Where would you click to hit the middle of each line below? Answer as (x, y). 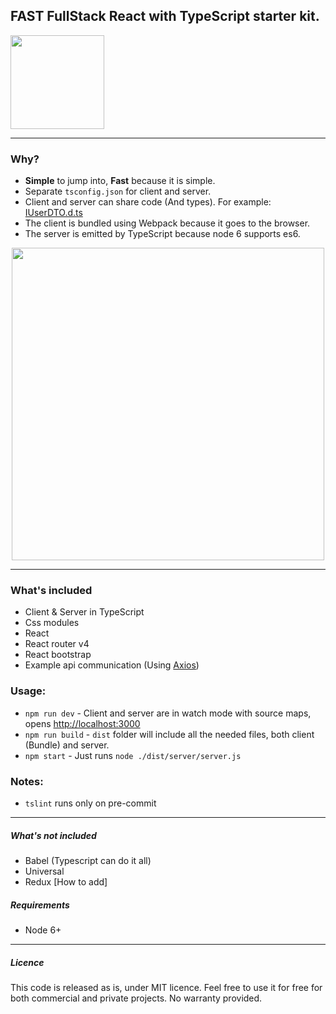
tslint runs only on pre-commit (90, 803)
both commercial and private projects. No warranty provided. (136, 998)
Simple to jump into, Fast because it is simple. (120, 181)
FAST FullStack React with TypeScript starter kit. (165, 16)
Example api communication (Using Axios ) (112, 665)
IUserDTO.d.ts (53, 213)
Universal (44, 871)
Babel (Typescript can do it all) (88, 860)
